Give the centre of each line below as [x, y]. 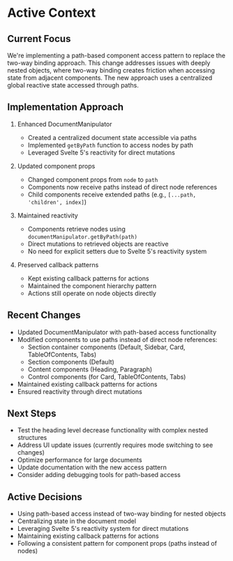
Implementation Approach [66, 107]
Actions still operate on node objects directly [92, 293]
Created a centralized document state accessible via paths [112, 137]
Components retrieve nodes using [76, 229]
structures [32, 438]
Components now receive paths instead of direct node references [122, 187]
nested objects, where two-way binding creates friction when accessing [111, 70]
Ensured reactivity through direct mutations [80, 391]
